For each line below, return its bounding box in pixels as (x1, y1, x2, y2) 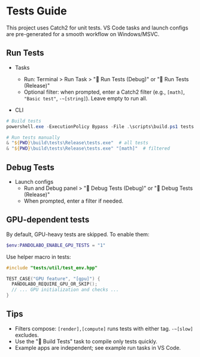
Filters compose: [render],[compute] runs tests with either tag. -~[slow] (14, 325, 193, 332)
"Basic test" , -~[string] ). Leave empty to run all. (23, 94, 148, 102)
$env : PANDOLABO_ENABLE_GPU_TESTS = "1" (6, 242, 106, 248)
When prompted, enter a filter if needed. (23, 197, 124, 204)
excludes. (14, 331, 39, 338)
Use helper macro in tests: (6, 253, 71, 260)
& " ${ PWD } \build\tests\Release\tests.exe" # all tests (6, 140, 149, 146)
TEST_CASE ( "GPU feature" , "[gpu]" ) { (6, 275, 101, 282)
